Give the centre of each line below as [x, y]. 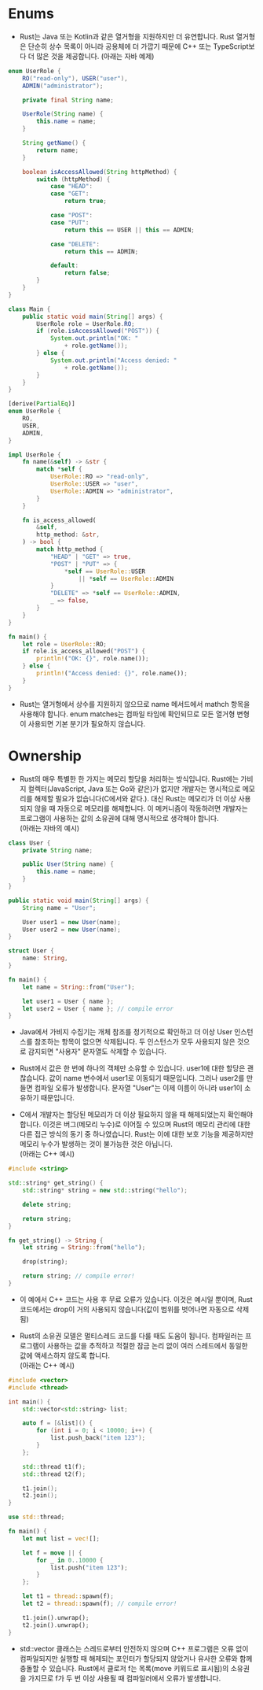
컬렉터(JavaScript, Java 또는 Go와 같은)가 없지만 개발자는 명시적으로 [134, 789]
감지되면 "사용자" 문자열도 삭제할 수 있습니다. [97, 1052]
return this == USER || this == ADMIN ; [129, 230]
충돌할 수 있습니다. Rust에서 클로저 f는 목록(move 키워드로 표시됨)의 [124, 1668]
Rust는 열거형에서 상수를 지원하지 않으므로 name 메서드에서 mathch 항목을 [135, 704]
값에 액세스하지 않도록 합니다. [65, 1355]
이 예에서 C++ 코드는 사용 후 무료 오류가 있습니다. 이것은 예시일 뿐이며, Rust [136, 1299]
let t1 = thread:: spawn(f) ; [68, 1596]
